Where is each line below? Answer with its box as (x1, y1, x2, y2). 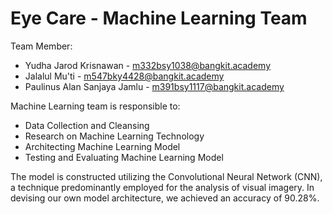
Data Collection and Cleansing (24, 119, 150, 131)
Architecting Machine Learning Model (24, 140, 181, 152)
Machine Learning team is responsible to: (10, 100, 181, 112)
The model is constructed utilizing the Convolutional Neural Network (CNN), (10, 170, 323, 182)
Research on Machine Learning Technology (24, 130, 205, 142)
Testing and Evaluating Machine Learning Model (24, 151, 224, 163)
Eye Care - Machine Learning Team (10, 7, 308, 30)
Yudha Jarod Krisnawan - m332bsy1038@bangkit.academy (24, 59, 272, 71)
